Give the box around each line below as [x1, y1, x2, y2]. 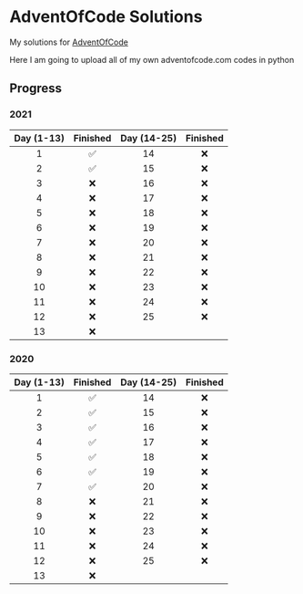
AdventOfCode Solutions [9, 6, 203, 27]
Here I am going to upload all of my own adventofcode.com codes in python [9, 54, 295, 65]
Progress [9, 80, 62, 97]
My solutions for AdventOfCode [9, 36, 129, 47]
